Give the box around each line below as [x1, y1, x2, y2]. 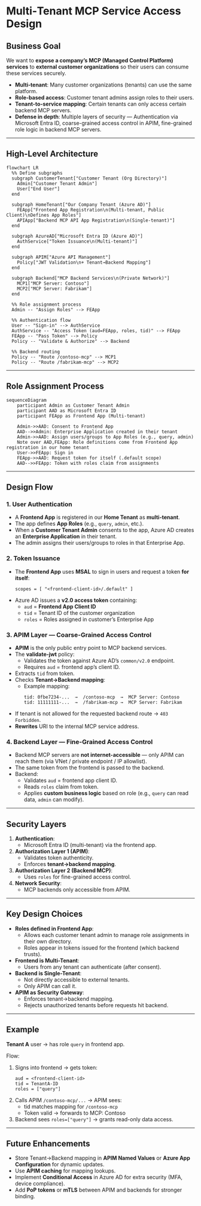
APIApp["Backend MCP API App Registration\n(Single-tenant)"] [17, 217, 175, 223]
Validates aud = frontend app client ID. [23, 777, 118, 784]
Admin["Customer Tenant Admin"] [17, 180, 98, 187]
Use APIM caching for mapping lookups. [14, 1167, 116, 1175]
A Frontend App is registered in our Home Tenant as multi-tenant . [14, 514, 181, 521]
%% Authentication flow [11, 317, 71, 323]
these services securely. [6, 70, 67, 76]
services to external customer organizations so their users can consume [6, 63, 189, 70]
